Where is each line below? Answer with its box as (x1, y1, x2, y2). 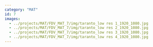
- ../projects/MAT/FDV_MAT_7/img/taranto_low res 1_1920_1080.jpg (9, 21, 149, 26)
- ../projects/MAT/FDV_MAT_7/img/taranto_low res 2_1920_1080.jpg (9, 25, 149, 30)
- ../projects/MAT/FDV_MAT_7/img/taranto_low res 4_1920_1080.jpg (9, 35, 149, 40)
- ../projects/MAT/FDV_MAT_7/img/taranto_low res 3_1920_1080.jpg (9, 30, 149, 35)
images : (4, 16, 21, 21)
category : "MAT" (4, 7, 38, 12)
